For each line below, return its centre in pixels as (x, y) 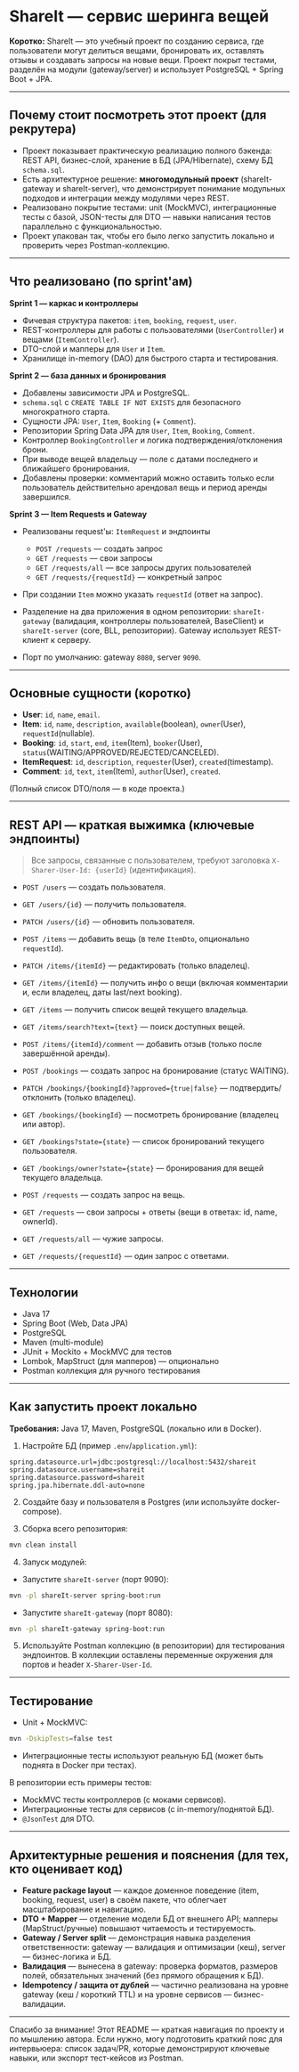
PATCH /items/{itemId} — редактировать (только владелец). (136, 966)
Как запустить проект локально (103, 1407)
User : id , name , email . (61, 715)
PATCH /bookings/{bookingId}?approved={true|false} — (125, 1088)
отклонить (42, 1098)
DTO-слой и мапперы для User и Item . (94, 348)
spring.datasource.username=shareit (77, 1470)
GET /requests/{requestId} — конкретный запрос (129, 577)
